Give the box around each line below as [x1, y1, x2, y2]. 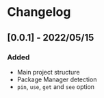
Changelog [7, 4, 71, 20]
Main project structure [16, 68, 80, 76]
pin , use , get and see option [16, 82, 94, 90]
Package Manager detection [16, 75, 97, 84]
